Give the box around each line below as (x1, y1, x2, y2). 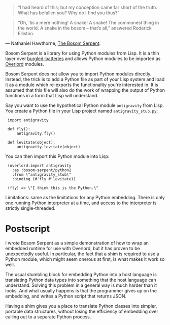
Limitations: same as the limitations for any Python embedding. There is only (5, 195, 165, 200)
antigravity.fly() (16, 131, 56, 136)
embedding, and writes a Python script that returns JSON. (5, 293, 127, 299)
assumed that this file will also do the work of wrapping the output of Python (5, 87, 165, 93)
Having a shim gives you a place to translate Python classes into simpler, (5, 303, 157, 309)
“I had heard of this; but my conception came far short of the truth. (17, 5, 157, 10)
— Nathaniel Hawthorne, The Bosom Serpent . (5, 40, 101, 46)
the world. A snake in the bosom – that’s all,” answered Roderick (17, 25, 152, 31)
